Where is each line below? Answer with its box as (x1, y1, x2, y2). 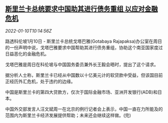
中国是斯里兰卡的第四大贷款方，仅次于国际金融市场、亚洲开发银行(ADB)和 (5, 89, 158, 95)
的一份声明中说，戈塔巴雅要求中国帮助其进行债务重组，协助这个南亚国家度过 (5, 44, 163, 50)
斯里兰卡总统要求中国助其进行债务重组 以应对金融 (5, 5, 158, 14)
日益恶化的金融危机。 (5, 51, 49, 57)
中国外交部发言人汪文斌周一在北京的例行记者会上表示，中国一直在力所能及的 (5, 106, 163, 112)
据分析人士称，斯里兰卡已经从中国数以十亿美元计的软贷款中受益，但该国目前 (5, 72, 163, 78)
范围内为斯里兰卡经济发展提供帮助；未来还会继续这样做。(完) (5, 112, 131, 118)
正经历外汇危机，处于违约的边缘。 (5, 78, 75, 84)
